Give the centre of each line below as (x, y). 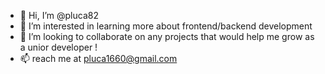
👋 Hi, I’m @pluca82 (59, 15)
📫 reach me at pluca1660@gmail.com (98, 58)
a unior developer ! (58, 47)
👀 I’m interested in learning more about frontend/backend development (166, 26)
